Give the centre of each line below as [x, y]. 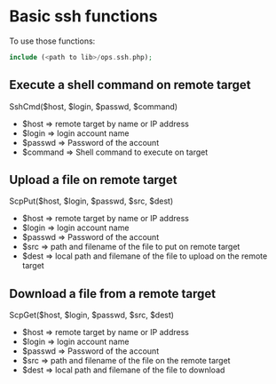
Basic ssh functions [83, 16]
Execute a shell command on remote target [130, 85]
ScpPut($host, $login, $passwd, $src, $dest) [91, 201]
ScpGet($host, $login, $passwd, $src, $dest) [92, 315]
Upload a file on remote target [93, 180]
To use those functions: [52, 41]
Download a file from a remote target [113, 294]
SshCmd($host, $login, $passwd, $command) [94, 106]
